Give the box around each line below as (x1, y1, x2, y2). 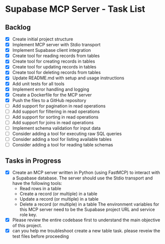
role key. (19, 212, 38, 218)
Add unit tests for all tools (12, 80, 65, 87)
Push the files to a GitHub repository (12, 97, 86, 103)
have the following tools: (12, 180, 63, 186)
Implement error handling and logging (12, 86, 89, 92)
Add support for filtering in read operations (12, 108, 100, 114)
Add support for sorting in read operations (12, 114, 99, 120)
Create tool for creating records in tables (12, 58, 95, 65)
